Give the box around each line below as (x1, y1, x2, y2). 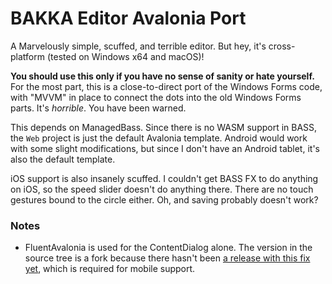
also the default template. (10, 153, 116, 165)
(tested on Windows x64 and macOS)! (46, 50, 205, 62)
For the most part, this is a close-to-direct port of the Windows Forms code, (10, 80, 323, 92)
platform (10, 50, 45, 62)
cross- (268, 40, 296, 52)
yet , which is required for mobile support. (24, 263, 196, 275)
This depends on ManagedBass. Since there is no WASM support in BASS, (10, 121, 318, 133)
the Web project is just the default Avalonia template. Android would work (10, 132, 308, 144)
